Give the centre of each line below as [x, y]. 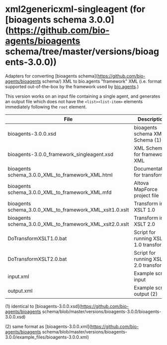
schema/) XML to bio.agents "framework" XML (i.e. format [102, 81]
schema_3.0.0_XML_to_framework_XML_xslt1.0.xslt [68, 209]
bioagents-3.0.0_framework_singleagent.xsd [60, 154]
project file [146, 195]
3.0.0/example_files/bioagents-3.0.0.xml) [47, 337]
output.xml [20, 291]
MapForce [146, 189]
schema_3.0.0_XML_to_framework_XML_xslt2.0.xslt [68, 224]
